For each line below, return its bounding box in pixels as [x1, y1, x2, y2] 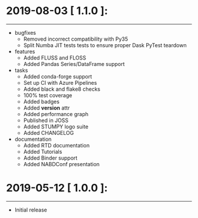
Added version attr [23, 104, 70, 111]
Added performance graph [23, 110, 89, 117]
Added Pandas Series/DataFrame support [23, 60, 125, 67]
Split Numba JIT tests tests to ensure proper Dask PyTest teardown [23, 41, 187, 48]
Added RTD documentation [23, 141, 90, 148]
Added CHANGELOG [23, 129, 74, 136]
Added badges [23, 98, 60, 105]
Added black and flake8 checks [23, 85, 101, 93]
